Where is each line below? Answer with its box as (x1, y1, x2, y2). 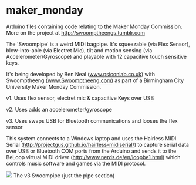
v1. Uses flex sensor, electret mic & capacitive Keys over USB (6, 95, 154, 102)
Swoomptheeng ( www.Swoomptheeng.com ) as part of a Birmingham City (6, 77, 184, 84)
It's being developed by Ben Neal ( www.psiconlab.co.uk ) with (6, 70, 156, 78)
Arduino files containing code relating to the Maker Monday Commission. (6, 23, 183, 30)
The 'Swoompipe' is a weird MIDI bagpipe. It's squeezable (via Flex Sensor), (6, 41, 191, 48)
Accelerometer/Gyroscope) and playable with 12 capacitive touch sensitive (6, 53, 187, 60)
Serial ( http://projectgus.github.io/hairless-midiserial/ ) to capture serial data (6, 141, 190, 148)
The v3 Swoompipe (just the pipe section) (13, 171, 115, 179)
